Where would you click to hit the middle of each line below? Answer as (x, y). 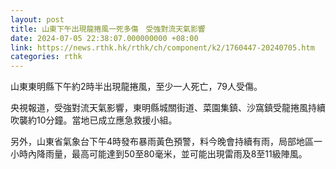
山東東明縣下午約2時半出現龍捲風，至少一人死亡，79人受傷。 (136, 87)
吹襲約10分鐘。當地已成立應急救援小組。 (94, 120)
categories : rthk (46, 57)
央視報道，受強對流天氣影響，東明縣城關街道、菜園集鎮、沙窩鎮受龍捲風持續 (168, 108)
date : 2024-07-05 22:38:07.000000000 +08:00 (104, 38)
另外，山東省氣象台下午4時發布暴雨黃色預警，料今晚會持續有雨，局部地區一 (166, 142)
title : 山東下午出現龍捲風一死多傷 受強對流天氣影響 (108, 29)
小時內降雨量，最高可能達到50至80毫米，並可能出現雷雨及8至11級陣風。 (159, 154)
